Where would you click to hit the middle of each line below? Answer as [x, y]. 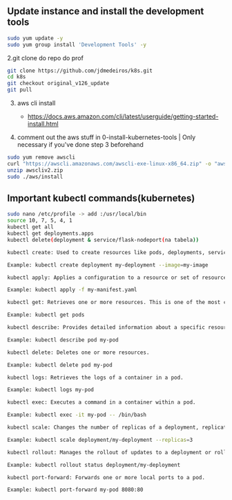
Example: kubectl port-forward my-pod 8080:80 [75, 490]
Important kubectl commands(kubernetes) [101, 198]
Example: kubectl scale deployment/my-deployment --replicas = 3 [100, 440]
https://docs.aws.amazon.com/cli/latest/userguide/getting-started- [123, 116]
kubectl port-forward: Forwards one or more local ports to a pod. [106, 477]
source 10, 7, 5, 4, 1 [40, 221]
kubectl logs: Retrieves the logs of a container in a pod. [96, 377]
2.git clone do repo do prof [46, 57]
